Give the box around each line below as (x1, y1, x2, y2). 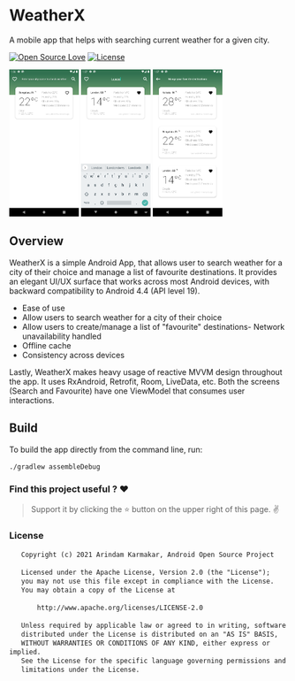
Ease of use (21, 302, 65, 313)
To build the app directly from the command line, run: (9, 444, 203, 455)
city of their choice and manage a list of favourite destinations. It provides (9, 266, 277, 277)
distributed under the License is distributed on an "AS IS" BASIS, (20, 630, 278, 639)
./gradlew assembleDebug (9, 462, 101, 471)
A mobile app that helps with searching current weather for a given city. (9, 34, 270, 45)
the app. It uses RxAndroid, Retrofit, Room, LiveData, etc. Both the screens (9, 376, 280, 386)
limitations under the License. (20, 665, 140, 675)
